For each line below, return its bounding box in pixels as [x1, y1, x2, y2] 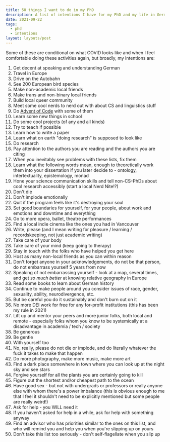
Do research [13, 140, 39, 146]
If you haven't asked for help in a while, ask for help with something [13, 409, 154, 416]
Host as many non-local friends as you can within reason [13, 253, 132, 259]
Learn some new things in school [13, 113, 82, 119]
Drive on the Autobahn [13, 76, 60, 82]
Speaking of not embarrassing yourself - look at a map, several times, [13, 269, 158, 275]
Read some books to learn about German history [13, 280, 115, 286]
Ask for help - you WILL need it [13, 404, 78, 410]
